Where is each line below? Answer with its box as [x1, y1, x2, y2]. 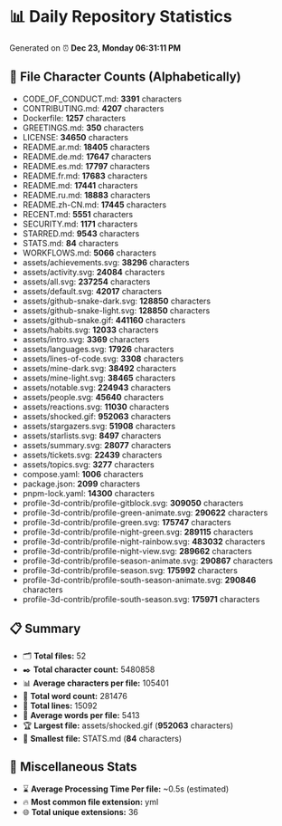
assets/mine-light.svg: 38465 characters [22, 372, 176, 383]
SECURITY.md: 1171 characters [22, 218, 138, 229]
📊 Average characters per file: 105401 [22, 677, 169, 688]
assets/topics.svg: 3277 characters [22, 458, 155, 470]
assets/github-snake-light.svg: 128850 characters [22, 304, 211, 316]
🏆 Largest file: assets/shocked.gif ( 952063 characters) [22, 720, 234, 731]
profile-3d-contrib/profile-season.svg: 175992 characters [22, 564, 238, 575]
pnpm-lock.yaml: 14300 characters [22, 487, 155, 498]
